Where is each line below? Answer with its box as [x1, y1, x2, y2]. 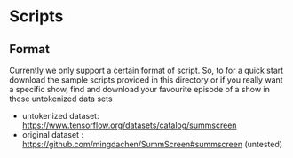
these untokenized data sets [9, 93, 113, 104]
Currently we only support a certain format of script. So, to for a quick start [9, 65, 284, 75]
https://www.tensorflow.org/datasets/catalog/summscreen [21, 120, 237, 130]
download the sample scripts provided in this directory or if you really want [9, 75, 283, 85]
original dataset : [21, 130, 84, 139]
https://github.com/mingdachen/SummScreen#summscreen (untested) [21, 139, 282, 149]
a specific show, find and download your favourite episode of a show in [9, 84, 271, 94]
